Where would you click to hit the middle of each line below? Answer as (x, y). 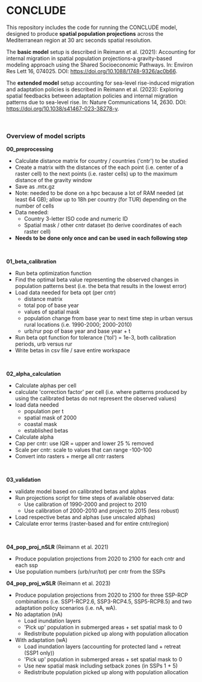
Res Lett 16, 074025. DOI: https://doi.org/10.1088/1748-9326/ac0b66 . (92, 71)
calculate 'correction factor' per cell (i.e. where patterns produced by (101, 392)
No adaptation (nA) (39, 614)
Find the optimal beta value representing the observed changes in (97, 280)
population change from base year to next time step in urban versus (108, 318)
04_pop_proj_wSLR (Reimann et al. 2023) (58, 583)
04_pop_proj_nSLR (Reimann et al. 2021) (57, 547)
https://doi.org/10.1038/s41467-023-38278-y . (63, 108)
